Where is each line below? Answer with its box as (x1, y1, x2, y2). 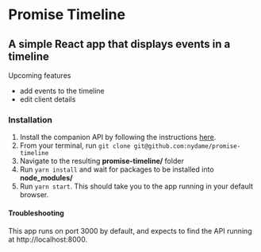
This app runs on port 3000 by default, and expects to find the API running (8, 226, 252, 235)
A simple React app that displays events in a (8, 37, 231, 51)
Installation (8, 114, 53, 125)
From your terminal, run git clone (19, 141, 131, 150)
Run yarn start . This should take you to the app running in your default (19, 181, 254, 192)
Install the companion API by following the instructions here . (19, 133, 217, 142)
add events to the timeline (19, 86, 105, 95)
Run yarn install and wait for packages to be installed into (19, 165, 214, 174)
